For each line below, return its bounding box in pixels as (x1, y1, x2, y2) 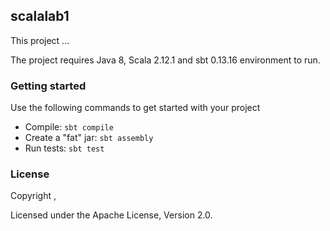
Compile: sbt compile (24, 121, 114, 133)
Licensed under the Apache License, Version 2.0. (10, 209, 213, 221)
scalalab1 (10, 8, 70, 25)
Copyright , (10, 190, 57, 202)
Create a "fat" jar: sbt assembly (24, 132, 154, 144)
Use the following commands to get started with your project (10, 102, 261, 114)
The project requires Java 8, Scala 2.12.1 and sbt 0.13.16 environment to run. (10, 54, 321, 66)
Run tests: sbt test (24, 142, 105, 154)
